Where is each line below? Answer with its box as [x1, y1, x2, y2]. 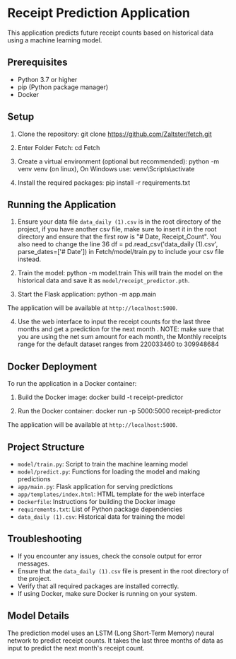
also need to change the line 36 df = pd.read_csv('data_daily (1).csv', [17, 240, 218, 248]
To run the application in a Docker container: [7, 379, 137, 388]
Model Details [7, 610, 69, 622]
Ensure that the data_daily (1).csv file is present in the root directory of [17, 566, 229, 575]
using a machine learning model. [7, 35, 102, 44]
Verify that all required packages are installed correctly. [17, 582, 179, 590]
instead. [17, 255, 42, 263]
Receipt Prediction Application [7, 5, 191, 21]
